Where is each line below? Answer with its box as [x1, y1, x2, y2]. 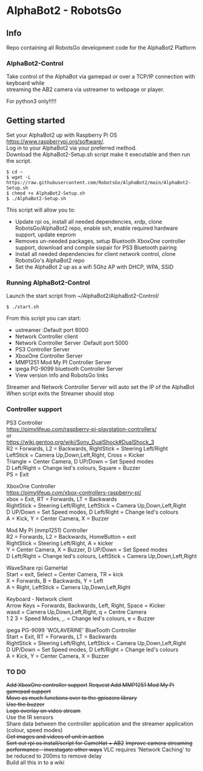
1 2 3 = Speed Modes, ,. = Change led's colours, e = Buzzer [6, 615, 156, 622]
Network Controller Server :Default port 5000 [15, 339, 128, 347]
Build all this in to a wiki [6, 759, 65, 766]
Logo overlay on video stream [6, 707, 81, 714]
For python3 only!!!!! [6, 98, 56, 105]
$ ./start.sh [6, 304, 39, 310]
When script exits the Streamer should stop [6, 390, 115, 397]
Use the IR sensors [6, 714, 53, 721]
